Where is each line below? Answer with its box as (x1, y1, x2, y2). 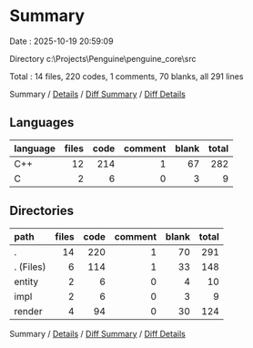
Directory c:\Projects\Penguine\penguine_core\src (9, 53, 197, 64)
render (14, 304, 43, 317)
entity (14, 275, 39, 288)
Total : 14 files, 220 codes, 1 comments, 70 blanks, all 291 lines (9, 70, 244, 82)
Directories (9, 203, 75, 219)
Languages (9, 115, 75, 130)
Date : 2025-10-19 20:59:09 (9, 36, 114, 46)
